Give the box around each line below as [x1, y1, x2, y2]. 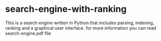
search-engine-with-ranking [5, 3, 127, 15]
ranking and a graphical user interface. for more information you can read [5, 25, 157, 31]
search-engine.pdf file [5, 30, 51, 36]
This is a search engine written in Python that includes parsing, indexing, [5, 20, 155, 26]
